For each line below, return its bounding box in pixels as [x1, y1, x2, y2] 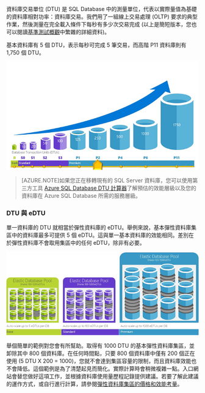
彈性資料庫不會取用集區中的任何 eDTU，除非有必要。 [11, 239, 145, 247]
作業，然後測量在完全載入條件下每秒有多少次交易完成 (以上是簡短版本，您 [6, 21, 192, 28]
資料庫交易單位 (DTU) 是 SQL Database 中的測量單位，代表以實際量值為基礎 [6, 6, 197, 12]
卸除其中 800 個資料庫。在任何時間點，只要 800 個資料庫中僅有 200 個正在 [6, 350, 195, 357]
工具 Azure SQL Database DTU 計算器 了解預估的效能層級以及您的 [32, 184, 196, 192]
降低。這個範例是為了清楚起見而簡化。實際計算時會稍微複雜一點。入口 [16, 365, 193, 372]
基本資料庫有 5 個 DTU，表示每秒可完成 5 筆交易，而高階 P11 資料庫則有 [6, 42, 187, 48]
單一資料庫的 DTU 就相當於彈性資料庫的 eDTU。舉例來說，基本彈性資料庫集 [6, 224, 197, 231]
